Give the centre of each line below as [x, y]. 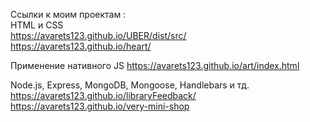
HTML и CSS [37, 25]
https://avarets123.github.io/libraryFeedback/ [103, 95]
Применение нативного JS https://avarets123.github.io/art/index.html [155, 65]
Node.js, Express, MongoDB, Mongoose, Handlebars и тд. [130, 85]
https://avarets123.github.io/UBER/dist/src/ [98, 35]
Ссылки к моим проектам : [68, 14]
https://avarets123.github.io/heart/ [81, 46]
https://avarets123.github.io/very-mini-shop [100, 106]
